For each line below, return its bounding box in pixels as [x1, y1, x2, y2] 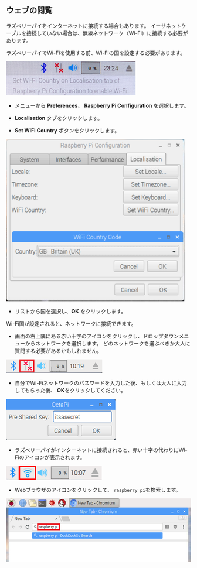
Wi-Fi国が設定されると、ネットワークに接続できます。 [6, 320, 137, 327]
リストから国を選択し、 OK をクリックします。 [14, 307, 127, 314]
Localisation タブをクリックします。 [14, 114, 103, 121]
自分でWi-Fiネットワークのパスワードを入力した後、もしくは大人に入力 [14, 379, 188, 386]
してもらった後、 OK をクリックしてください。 [14, 386, 126, 394]
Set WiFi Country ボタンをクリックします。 [14, 126, 120, 134]
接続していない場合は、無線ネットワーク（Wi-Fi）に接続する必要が [26, 29, 189, 36]
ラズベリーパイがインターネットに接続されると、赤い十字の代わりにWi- [14, 446, 188, 453]
